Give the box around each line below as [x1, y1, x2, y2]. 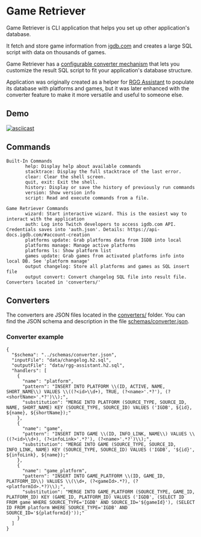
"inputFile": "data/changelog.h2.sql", [11, 357, 112, 363]
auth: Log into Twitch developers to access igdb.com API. [25, 221, 176, 227]
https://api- [127, 226, 161, 232]
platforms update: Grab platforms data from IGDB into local [25, 237, 182, 243]
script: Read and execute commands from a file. [25, 194, 149, 201]
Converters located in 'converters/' [6, 279, 101, 285]
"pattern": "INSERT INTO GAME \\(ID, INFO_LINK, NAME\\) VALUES [22, 430, 187, 437]
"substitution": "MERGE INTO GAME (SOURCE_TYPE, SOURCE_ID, [22, 441, 176, 447]
